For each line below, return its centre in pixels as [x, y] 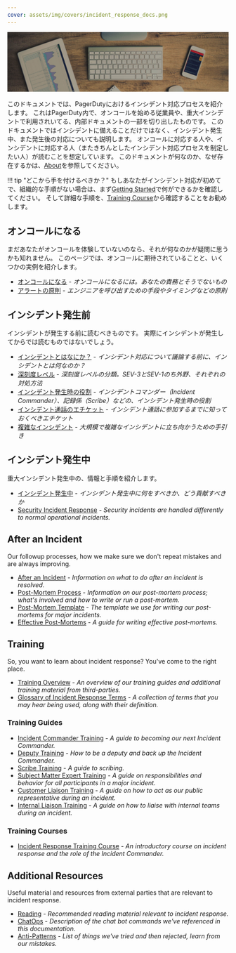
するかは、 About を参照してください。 [68, 166]
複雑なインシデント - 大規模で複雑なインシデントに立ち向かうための [116, 427]
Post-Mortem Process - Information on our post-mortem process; [112, 592]
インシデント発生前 [49, 315]
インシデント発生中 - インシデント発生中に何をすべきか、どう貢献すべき [122, 493]
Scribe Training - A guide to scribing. [71, 768]
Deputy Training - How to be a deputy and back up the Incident [110, 753]
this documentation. [46, 928]
